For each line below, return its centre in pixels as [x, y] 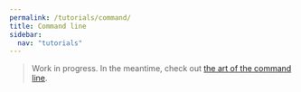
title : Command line [48, 26]
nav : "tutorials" [50, 43]
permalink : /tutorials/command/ [70, 18]
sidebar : [26, 34]
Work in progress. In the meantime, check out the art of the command [161, 69]
